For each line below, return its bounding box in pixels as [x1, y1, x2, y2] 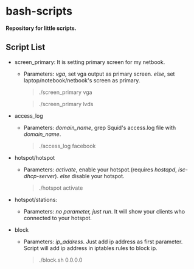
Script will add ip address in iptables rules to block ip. [23, 244, 158, 251]
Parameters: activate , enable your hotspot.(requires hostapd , [23, 166, 177, 173]
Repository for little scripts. [5, 24, 77, 32]
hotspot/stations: [14, 196, 57, 203]
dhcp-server [23, 172, 55, 179]
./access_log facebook [38, 142, 96, 149]
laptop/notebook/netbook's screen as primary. [23, 76, 140, 84]
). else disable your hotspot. [55, 172, 125, 179]
